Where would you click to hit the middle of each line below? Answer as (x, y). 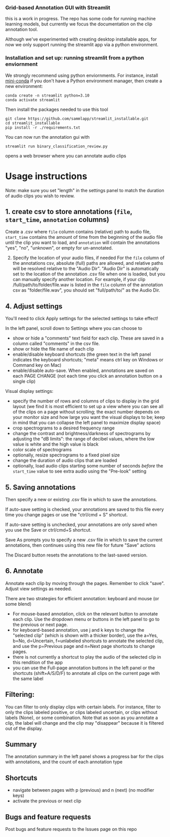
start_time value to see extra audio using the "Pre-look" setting (79, 471)
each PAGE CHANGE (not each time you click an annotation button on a (87, 376)
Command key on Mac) (37, 365)
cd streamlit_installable (32, 123)
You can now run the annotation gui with (47, 137)
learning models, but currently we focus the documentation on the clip (79, 24)
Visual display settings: (29, 391)
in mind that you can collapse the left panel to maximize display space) (87, 423)
